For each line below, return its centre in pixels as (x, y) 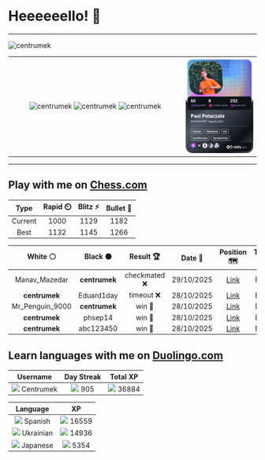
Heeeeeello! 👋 (54, 16)
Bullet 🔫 (119, 208)
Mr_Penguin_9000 (42, 306)
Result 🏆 (145, 256)
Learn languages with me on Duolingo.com (116, 355)
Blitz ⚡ (89, 207)
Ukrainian (37, 433)
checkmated (145, 275)
